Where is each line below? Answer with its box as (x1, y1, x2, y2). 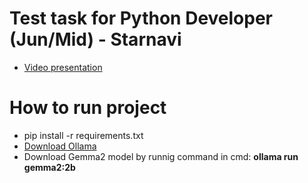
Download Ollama (23, 140, 97, 152)
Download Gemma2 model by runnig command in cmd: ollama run (23, 150, 299, 162)
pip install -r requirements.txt (23, 129, 144, 141)
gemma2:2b (23, 161, 76, 173)
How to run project (9, 97, 167, 119)
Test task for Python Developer (9, 7, 274, 30)
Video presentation (23, 61, 103, 73)
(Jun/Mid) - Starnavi (9, 28, 182, 51)
